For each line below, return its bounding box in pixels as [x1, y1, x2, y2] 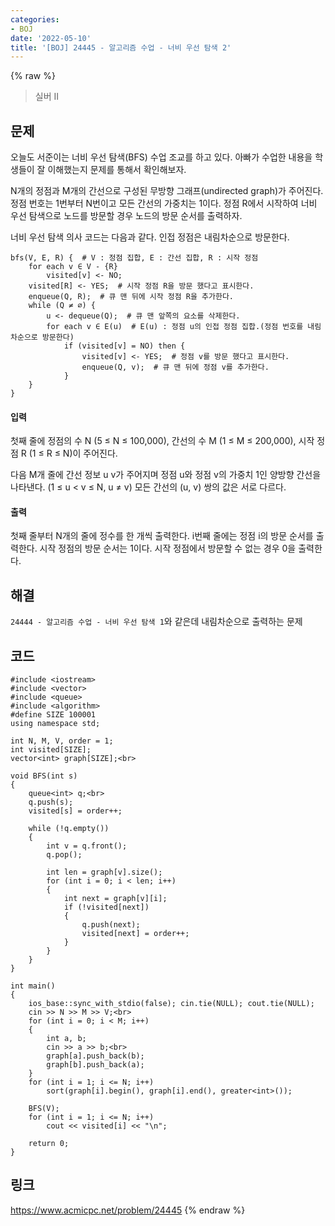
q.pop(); [46, 850, 83, 860]
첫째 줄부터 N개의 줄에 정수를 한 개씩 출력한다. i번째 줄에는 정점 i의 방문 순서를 [10, 530, 314, 542]
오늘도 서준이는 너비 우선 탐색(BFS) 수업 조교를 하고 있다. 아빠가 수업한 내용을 [10, 151, 313, 163]
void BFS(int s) [10, 771, 78, 781]
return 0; [28, 1139, 70, 1149]
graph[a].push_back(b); [46, 1051, 145, 1061]
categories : [10, 14, 60, 25]
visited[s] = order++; [28, 806, 123, 816]
